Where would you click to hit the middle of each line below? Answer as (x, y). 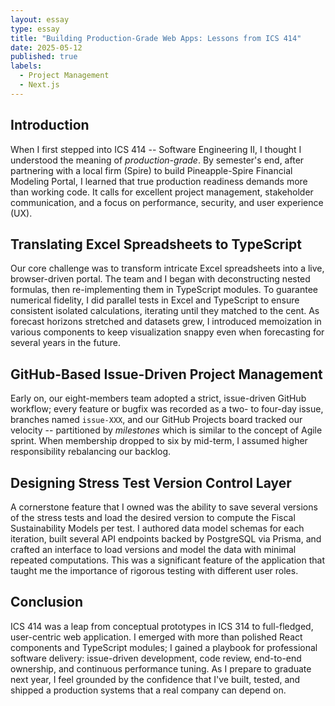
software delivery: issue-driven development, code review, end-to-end (156, 658)
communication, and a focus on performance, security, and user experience (167, 202)
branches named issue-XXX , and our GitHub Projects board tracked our (156, 420)
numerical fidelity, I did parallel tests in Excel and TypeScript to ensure (155, 300)
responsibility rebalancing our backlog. (91, 452)
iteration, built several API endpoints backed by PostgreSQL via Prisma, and (166, 539)
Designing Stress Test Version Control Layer (151, 482)
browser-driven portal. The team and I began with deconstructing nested (160, 279)
